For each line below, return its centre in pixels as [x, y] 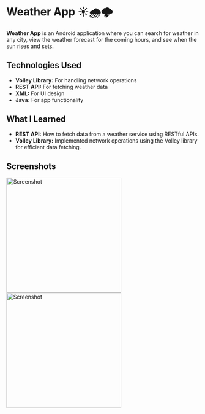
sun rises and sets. [30, 46]
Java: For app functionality [49, 100]
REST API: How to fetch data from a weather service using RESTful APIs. [107, 134]
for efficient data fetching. [48, 147]
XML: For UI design [40, 93]
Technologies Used [44, 65]
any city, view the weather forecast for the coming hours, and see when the [102, 39]
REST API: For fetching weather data [61, 87]
